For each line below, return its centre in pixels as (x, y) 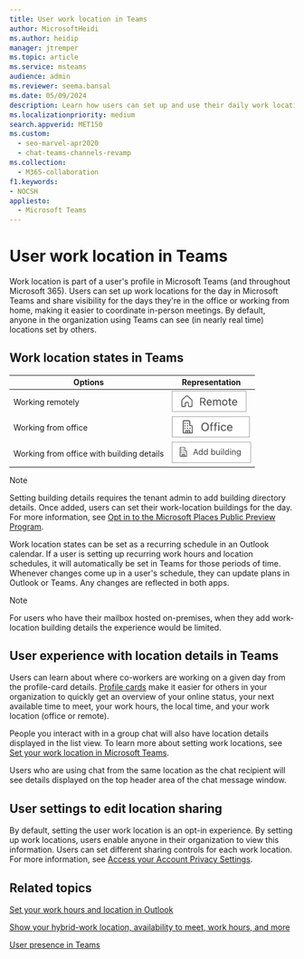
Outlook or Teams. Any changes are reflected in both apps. (119, 582)
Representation (211, 383)
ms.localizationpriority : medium (72, 115)
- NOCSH (24, 191)
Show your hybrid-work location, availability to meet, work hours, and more (150, 927)
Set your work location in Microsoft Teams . (90, 753)
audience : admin (40, 77)
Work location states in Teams (96, 358)
